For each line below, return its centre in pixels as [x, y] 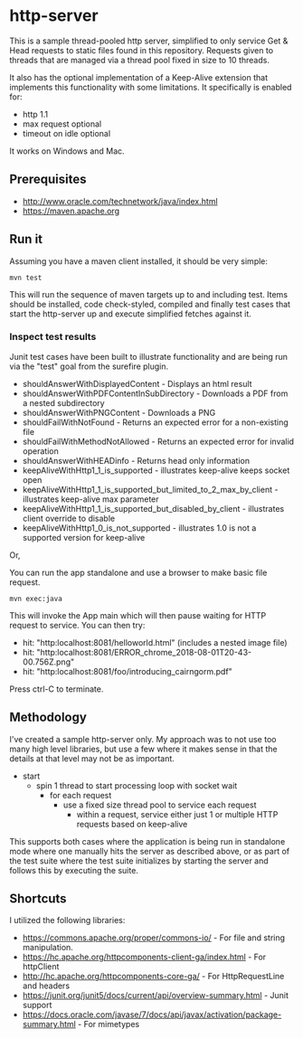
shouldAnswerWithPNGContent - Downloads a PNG [119, 412]
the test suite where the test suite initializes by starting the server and [139, 861]
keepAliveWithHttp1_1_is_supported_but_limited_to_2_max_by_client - [150, 489]
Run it [26, 239]
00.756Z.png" [48, 662]
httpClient [41, 967]
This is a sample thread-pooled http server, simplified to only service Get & [149, 41]
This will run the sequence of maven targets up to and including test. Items [148, 294]
